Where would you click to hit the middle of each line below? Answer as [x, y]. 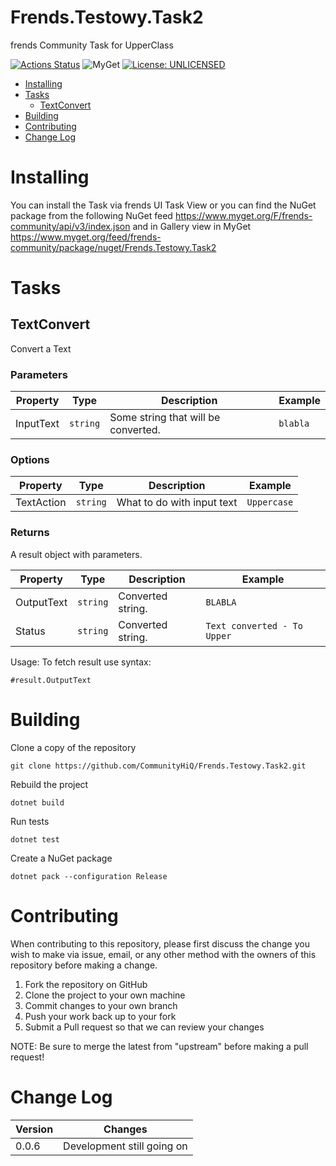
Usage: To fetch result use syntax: [81, 662]
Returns [30, 533]
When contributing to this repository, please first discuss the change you [160, 943]
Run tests [30, 821]
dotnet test [35, 839]
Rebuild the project [49, 784]
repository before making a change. [84, 965]
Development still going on [125, 1146]
